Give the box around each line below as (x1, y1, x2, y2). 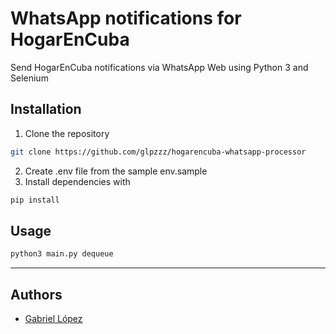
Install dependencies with (24, 175, 131, 187)
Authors (10, 286, 63, 303)
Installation (10, 101, 82, 118)
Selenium (10, 72, 49, 84)
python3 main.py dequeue (10, 249, 114, 259)
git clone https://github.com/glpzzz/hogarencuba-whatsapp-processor (10, 147, 307, 157)
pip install (10, 195, 60, 205)
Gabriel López (24, 313, 83, 324)
